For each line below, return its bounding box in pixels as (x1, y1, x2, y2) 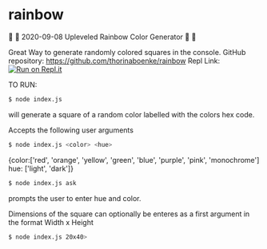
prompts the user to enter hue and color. (8, 193, 141, 203)
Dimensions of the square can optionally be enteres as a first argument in (8, 209, 250, 219)
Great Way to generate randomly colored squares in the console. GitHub (8, 47, 246, 57)
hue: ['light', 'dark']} (8, 164, 74, 173)
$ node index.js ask (8, 179, 78, 187)
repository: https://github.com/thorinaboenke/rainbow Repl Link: (8, 56, 221, 65)
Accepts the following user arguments (8, 125, 134, 135)
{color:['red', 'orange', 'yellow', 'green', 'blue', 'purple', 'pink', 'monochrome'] (8, 155, 260, 164)
